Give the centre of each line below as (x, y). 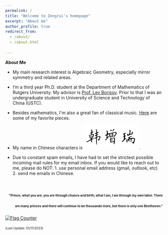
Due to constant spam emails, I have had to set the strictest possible (83, 157)
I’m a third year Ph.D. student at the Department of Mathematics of (81, 87)
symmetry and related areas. (42, 77)
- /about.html (24, 42)
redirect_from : (21, 32)
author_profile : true (28, 26)
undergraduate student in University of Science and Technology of (81, 97)
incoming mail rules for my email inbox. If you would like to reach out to (86, 162)
